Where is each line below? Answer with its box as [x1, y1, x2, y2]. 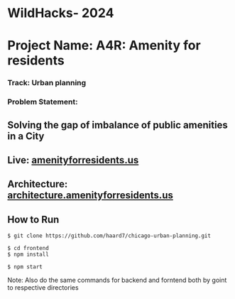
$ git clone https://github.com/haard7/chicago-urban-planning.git [7, 232, 212, 239]
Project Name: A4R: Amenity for [7, 38, 201, 54]
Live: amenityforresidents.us [7, 154, 139, 166]
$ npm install [7, 251, 50, 259]
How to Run [7, 213, 60, 225]
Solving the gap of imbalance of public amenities [7, 119, 229, 131]
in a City [7, 130, 45, 142]
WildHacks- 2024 [7, 5, 114, 21]
